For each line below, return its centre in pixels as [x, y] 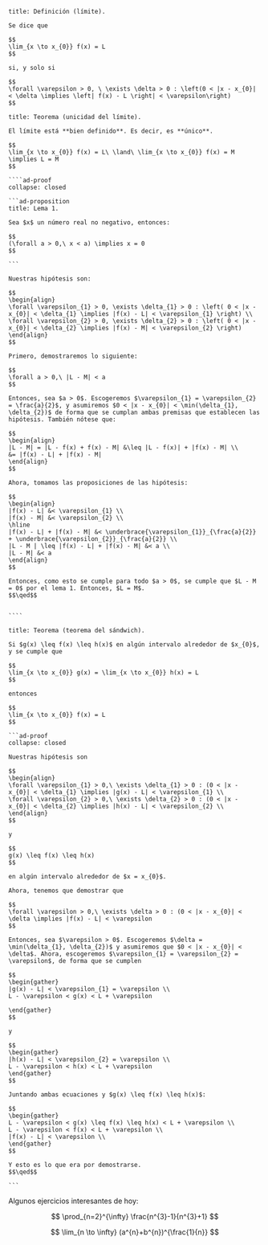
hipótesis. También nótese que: [62, 420]
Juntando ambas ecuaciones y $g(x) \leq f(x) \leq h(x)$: [107, 1095]
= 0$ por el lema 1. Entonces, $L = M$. [77, 588]
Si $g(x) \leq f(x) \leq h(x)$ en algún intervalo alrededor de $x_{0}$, [134, 645]
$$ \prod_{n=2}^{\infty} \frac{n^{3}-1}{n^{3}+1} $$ [135, 1216]
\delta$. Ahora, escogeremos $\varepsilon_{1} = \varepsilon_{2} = [124, 954]
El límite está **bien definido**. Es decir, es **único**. [111, 131]
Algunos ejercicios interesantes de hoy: [73, 1201]
